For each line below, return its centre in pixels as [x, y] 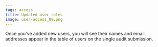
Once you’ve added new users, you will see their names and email [75, 34]
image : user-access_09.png [34, 19]
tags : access [19, 10]
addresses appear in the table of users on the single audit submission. [79, 39]
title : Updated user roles [34, 15]
